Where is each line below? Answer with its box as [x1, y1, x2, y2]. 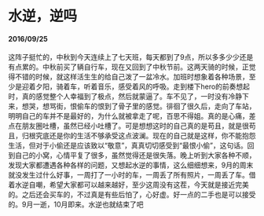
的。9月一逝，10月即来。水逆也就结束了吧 [8, 200, 144, 209]
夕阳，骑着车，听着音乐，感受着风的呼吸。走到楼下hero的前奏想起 [35, 82, 250, 91]
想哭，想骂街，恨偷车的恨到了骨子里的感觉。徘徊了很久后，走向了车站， [21, 101, 256, 111]
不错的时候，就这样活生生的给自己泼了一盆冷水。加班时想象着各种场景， [14, 72, 249, 82]
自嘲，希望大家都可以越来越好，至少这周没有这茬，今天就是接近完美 [28, 180, 249, 189]
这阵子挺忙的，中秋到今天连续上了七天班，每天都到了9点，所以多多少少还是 [8, 53, 254, 62]
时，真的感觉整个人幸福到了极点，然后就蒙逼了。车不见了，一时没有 [8, 92, 229, 101]
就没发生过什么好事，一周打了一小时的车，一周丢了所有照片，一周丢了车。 [8, 170, 249, 180]
